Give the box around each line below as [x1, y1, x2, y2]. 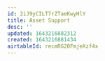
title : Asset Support [7, 17, 71, 24]
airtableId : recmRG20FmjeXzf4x [7, 43, 99, 50]
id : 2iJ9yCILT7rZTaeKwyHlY [7, 10, 86, 18]
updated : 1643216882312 [7, 29, 77, 37]
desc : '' [7, 23, 33, 30]
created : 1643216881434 [7, 36, 77, 43]
